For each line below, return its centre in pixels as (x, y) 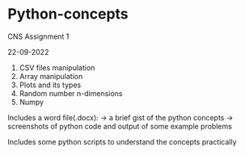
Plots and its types (50, 85)
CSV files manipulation (57, 67)
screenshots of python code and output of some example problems (120, 126)
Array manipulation (51, 76)
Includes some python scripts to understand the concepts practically (122, 141)
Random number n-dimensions (71, 93)
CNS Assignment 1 (38, 36)
